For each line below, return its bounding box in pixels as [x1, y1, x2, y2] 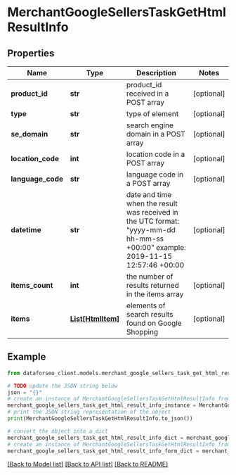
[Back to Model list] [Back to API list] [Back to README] [7, 460, 169, 469]
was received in [126, 208, 178, 217]
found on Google [126, 318, 182, 328]
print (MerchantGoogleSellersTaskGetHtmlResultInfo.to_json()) [7, 415, 193, 422]
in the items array [126, 289, 184, 299]
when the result [126, 198, 178, 208]
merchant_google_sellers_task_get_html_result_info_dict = [7, 434, 184, 441]
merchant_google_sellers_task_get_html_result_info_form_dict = [7, 448, 199, 455]
